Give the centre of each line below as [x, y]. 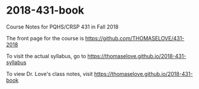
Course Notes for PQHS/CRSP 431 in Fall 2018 [62, 27]
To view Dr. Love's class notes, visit [49, 74]
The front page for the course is [45, 38]
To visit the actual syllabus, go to [46, 56]
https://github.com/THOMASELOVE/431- [135, 38]
